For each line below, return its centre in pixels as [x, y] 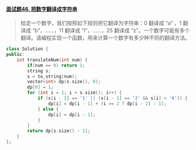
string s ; [39, 71]
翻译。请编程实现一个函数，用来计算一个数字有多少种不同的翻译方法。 [105, 38]
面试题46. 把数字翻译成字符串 [42, 9]
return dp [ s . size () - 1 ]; [59, 131]
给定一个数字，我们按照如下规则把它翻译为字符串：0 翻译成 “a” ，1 [101, 23]
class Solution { [27, 49]
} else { [48, 109]
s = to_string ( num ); [52, 76]
